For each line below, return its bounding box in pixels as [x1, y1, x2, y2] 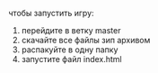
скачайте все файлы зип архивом [21, 35, 151, 45]
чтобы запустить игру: [8, 8, 95, 18]
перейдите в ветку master [21, 25, 121, 35]
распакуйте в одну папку [21, 44, 118, 55]
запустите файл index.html [21, 54, 122, 64]
